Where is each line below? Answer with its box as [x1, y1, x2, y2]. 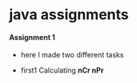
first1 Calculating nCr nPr [20, 65, 104, 75]
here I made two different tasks [20, 50, 124, 60]
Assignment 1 [9, 32, 55, 41]
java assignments [9, 6, 129, 24]
